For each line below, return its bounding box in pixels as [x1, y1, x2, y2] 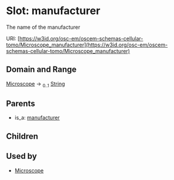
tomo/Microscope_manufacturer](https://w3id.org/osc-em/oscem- [6, 41, 168, 48]
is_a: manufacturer [14, 114, 60, 121]
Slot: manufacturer [6, 4, 101, 18]
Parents [6, 98, 35, 108]
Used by [6, 151, 37, 161]
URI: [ [6, 35, 20, 42]
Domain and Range [6, 65, 77, 75]
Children [6, 131, 38, 141]
